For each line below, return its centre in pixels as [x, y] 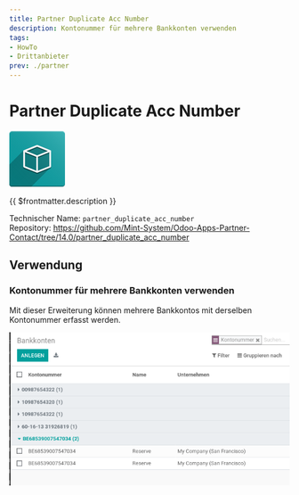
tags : [19, 37]
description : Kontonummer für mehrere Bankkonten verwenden [123, 28]
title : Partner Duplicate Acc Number [79, 19]
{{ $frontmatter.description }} [63, 201]
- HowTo [24, 47]
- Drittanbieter [39, 57]
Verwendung [46, 265]
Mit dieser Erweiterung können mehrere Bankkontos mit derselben [130, 310]
